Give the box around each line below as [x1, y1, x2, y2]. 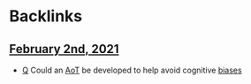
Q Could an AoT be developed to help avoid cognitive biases [21, 65, 242, 75]
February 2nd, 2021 [9, 42, 119, 57]
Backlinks [9, 6, 83, 27]
